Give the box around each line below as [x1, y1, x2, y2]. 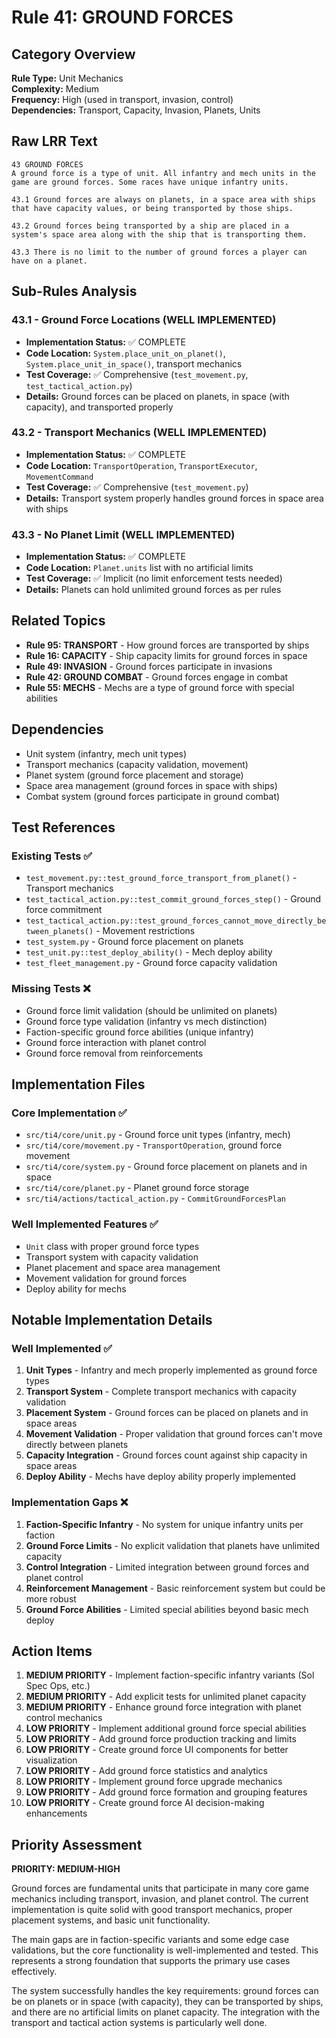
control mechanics [25, 1712, 103, 1724]
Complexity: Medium [11, 83, 100, 95]
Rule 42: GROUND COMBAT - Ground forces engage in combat [25, 671, 289, 683]
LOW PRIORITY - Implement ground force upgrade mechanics [25, 1776, 283, 1788]
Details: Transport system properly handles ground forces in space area [25, 492, 324, 504]
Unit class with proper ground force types [25, 1240, 200, 1252]
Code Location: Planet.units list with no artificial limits [25, 562, 254, 574]
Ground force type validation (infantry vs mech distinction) [25, 1015, 268, 1027]
